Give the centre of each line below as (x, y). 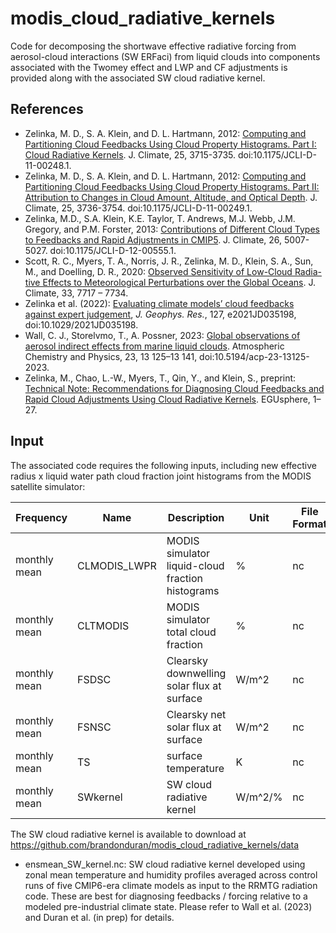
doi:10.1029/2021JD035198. (81, 324)
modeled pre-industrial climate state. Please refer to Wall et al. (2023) (168, 906)
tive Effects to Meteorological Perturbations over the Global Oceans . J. (170, 282)
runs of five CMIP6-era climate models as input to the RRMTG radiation (171, 885)
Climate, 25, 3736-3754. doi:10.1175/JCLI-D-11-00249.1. (138, 208)
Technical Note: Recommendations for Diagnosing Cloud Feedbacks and (174, 388)
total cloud (191, 632)
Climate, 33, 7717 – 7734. (76, 293)
